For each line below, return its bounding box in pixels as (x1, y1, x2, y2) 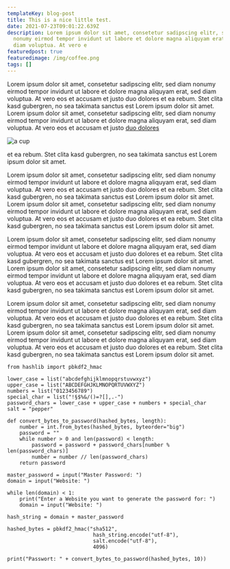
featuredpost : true (7, 49, 63, 56)
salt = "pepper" (7, 405, 53, 412)
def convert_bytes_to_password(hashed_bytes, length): (7, 417, 167, 424)
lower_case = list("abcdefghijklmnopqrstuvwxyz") (7, 375, 152, 383)
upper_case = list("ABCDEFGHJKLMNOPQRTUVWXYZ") (7, 381, 146, 388)
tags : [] (7, 61, 32, 68)
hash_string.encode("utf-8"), (92, 531, 179, 538)
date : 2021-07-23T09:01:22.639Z (7, 23, 99, 29)
